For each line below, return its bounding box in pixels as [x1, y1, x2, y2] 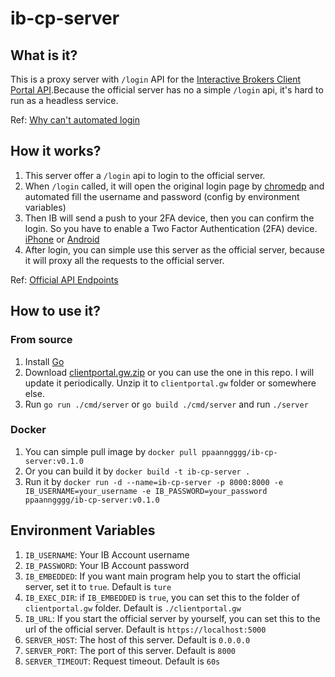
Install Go [24, 355, 65, 367]
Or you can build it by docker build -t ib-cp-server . [24, 465, 251, 477]
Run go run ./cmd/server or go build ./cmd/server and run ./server [24, 398, 309, 410]
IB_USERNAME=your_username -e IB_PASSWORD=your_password [24, 486, 268, 496]
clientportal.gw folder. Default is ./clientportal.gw [24, 602, 242, 614]
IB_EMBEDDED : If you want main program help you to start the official [24, 570, 301, 582]
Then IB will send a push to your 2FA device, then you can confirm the [24, 212, 315, 224]
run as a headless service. [10, 95, 119, 106]
